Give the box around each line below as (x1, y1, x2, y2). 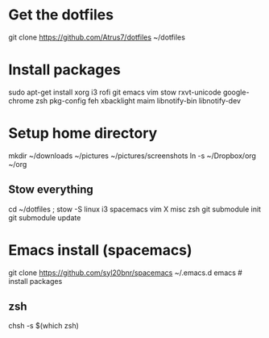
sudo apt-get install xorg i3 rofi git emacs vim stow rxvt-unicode (8, 87, 221, 97)
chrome (8, 95, 35, 106)
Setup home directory (8, 124, 158, 143)
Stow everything (8, 183, 94, 197)
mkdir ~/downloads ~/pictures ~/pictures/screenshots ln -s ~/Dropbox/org (8, 151, 256, 161)
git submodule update (8, 212, 81, 223)
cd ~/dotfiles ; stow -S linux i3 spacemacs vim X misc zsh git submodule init (8, 204, 262, 214)
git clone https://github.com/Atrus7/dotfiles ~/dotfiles (8, 32, 185, 42)
